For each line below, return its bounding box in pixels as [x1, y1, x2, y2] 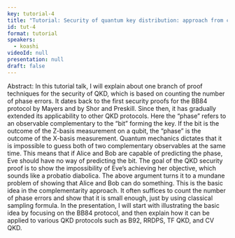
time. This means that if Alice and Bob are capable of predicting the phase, [7, 149, 223, 157]
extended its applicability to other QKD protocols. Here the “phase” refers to [7, 112, 227, 120]
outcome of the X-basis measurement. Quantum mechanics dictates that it [7, 134, 222, 143]
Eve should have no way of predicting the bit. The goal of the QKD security [7, 156, 223, 165]
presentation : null [7, 56, 64, 63]
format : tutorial [7, 29, 58, 37]
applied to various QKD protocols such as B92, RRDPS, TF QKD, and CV [7, 216, 215, 225]
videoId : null [7, 50, 49, 57]
